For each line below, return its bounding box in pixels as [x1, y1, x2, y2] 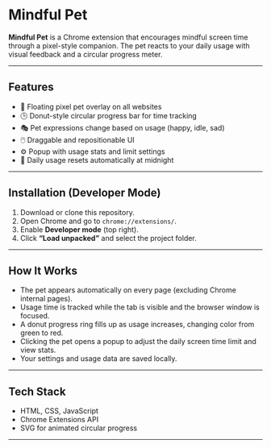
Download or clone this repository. [19, 207, 135, 217]
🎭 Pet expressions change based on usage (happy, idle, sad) [19, 122, 225, 132]
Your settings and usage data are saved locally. [19, 354, 177, 363]
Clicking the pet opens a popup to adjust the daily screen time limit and [19, 337, 256, 346]
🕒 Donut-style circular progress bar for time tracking [19, 110, 198, 120]
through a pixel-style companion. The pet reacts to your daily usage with [8, 40, 250, 50]
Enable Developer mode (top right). [19, 224, 139, 234]
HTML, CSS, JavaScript [19, 406, 99, 416]
